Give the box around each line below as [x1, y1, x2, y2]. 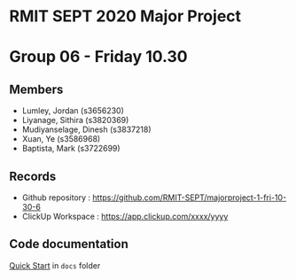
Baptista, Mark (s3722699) [21, 143, 121, 154]
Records [9, 168, 57, 183]
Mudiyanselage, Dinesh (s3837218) [21, 124, 152, 135]
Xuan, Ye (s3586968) [21, 134, 101, 144]
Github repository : [21, 192, 91, 203]
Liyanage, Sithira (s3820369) [21, 115, 129, 126]
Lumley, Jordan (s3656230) [21, 105, 124, 116]
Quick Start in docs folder [9, 260, 101, 271]
